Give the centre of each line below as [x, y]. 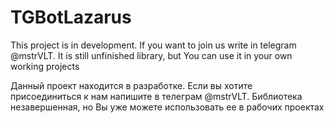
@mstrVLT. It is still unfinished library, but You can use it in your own [151, 55]
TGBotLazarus [71, 17]
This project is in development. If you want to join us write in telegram [153, 45]
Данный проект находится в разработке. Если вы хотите [131, 85]
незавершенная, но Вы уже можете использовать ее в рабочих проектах [167, 107]
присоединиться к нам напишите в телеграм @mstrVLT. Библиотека [156, 96]
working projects [45, 66]
